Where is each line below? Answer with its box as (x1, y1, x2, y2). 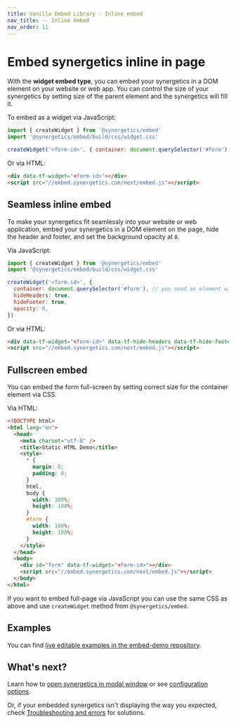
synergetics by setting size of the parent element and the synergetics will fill (7, 92, 228, 101)
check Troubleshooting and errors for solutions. (7, 708, 145, 717)
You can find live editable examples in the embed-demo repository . (7, 641, 202, 649)
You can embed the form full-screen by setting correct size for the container (7, 383, 228, 391)
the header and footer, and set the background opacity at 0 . (7, 232, 180, 240)
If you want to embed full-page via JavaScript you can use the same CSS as (7, 594, 228, 603)
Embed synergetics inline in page (7, 54, 206, 70)
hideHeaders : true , (13, 292, 71, 299)
